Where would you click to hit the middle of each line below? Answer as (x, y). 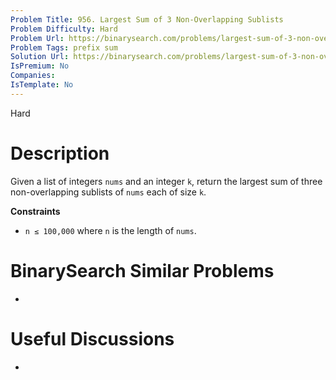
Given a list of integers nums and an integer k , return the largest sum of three (166, 181)
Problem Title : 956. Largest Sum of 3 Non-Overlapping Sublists (147, 19)
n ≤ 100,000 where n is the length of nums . (110, 230)
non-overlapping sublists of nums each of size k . (108, 192)
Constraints (35, 211)
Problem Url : (37, 38)
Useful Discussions (92, 338)
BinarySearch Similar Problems (142, 270)
